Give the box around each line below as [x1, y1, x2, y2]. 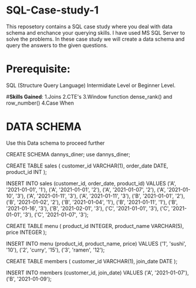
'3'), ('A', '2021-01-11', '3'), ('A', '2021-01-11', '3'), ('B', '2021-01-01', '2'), [15, 192, 185, 199]
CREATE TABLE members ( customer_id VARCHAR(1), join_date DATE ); [6, 257, 178, 264]
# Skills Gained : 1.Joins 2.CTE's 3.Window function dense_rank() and [6, 93, 173, 100]
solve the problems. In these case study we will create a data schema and [6, 35, 185, 42]
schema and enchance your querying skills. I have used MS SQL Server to [6, 29, 185, 36]
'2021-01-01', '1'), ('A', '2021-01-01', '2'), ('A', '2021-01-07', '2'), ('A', [6, 186, 166, 193]
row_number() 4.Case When [6, 99, 75, 106]
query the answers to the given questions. [6, 42, 108, 49]
